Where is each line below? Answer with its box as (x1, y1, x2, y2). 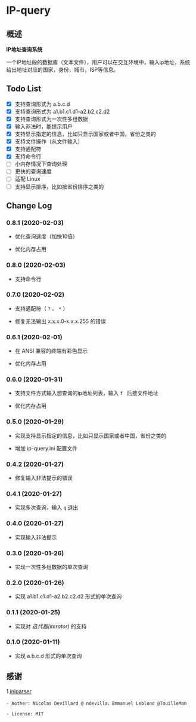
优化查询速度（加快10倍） (14, 233, 79, 240)
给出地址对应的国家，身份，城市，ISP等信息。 (6, 66, 119, 73)
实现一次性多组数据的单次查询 (14, 563, 88, 570)
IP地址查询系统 (6, 46, 43, 53)
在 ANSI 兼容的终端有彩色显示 (14, 348, 88, 355)
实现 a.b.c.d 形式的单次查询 (14, 652, 82, 659)
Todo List (6, 84, 42, 94)
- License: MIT (6, 711, 44, 717)
